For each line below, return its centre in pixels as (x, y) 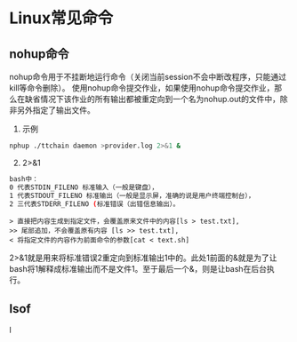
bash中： (24, 179)
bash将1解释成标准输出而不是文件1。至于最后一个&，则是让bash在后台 (138, 269)
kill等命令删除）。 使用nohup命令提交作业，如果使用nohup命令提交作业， (142, 88)
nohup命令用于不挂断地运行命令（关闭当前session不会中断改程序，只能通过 (148, 77)
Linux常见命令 (61, 18)
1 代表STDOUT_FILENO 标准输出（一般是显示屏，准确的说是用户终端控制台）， (132, 195)
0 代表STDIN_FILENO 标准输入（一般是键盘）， (84, 187)
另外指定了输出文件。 (56, 110)
